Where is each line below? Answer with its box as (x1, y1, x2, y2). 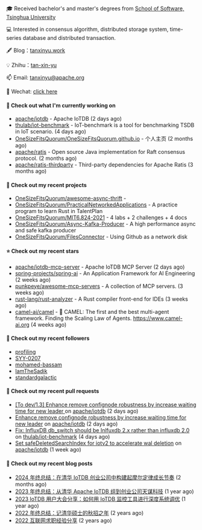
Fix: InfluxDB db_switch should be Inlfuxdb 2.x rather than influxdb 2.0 (14, 427, 190, 434)
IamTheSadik (14, 367, 48, 374)
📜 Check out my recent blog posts (6, 459, 93, 467)
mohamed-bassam (14, 361, 62, 368)
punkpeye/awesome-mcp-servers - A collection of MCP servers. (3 (14, 283, 183, 290)
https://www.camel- (133, 314, 183, 322)
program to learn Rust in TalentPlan (14, 208, 103, 215)
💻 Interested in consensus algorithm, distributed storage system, (6, 26, 169, 33)
